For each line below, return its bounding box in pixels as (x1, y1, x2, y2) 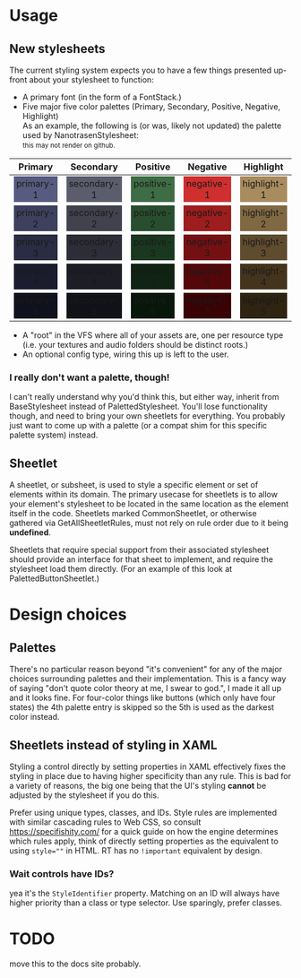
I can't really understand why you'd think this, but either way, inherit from (9, 392, 279, 402)
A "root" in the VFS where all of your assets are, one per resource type (21, 330, 284, 341)
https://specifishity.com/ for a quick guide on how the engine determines (9, 826, 279, 836)
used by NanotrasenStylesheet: (21, 130, 139, 140)
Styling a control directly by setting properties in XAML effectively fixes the (9, 761, 287, 772)
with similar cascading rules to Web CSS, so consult (9, 817, 202, 827)
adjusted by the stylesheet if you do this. (9, 790, 159, 801)
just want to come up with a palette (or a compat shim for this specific (9, 420, 268, 431)
